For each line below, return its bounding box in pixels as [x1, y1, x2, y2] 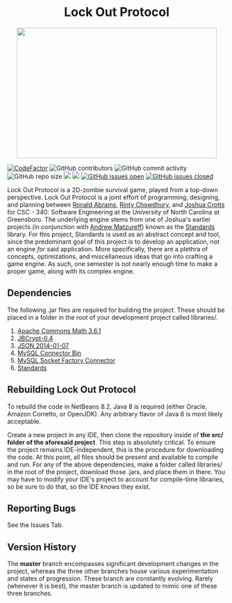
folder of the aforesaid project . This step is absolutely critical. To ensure [7, 438, 216, 446]
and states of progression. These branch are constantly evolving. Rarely [7, 574, 214, 583]
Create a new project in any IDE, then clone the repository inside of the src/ [7, 430, 224, 439]
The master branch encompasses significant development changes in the [7, 560, 219, 568]
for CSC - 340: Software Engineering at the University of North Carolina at [7, 207, 220, 216]
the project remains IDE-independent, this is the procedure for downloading [7, 445, 224, 453]
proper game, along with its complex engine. [7, 267, 135, 275]
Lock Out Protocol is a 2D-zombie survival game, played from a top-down [7, 185, 219, 194]
